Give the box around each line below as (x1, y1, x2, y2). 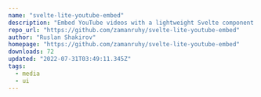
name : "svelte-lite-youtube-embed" (8, 11, 125, 20)
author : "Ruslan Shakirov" (8, 33, 96, 41)
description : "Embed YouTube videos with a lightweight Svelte (8, 19, 219, 27)
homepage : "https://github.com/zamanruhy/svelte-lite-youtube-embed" (8, 41, 241, 48)
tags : (8, 63, 26, 70)
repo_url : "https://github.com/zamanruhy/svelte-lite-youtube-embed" (8, 26, 241, 34)
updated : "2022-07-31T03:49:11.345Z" (8, 56, 132, 63)
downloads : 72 (8, 48, 55, 56)
